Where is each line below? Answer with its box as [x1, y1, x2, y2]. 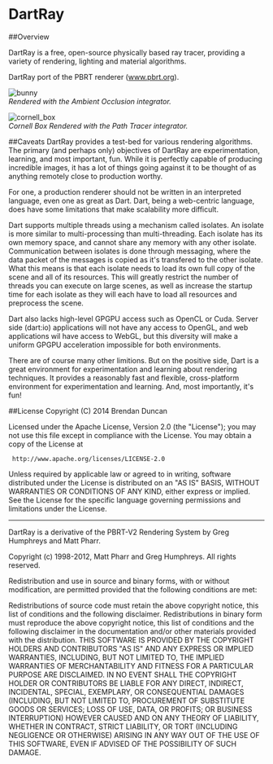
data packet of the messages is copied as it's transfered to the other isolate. [8, 254, 263, 265]
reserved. [8, 560, 41, 570]
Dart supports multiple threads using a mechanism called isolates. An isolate [8, 220, 264, 230]
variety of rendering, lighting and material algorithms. [8, 56, 187, 66]
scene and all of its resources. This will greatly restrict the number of [8, 272, 239, 282]
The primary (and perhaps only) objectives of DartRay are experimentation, [8, 145, 260, 155]
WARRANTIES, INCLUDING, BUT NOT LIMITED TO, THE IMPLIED [8, 652, 225, 662]
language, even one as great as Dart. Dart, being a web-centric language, [8, 195, 255, 205]
